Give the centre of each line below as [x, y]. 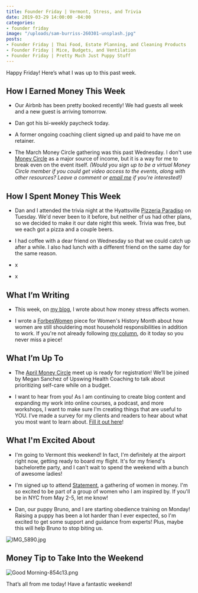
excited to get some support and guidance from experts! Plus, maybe [99, 521]
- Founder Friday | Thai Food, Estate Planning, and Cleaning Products [96, 45]
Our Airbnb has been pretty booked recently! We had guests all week [99, 105]
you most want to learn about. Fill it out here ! [69, 422]
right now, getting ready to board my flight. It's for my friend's [90, 461]
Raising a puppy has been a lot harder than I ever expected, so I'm [95, 515]
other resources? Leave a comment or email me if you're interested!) [98, 178]
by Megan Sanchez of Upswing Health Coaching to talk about [90, 379]
